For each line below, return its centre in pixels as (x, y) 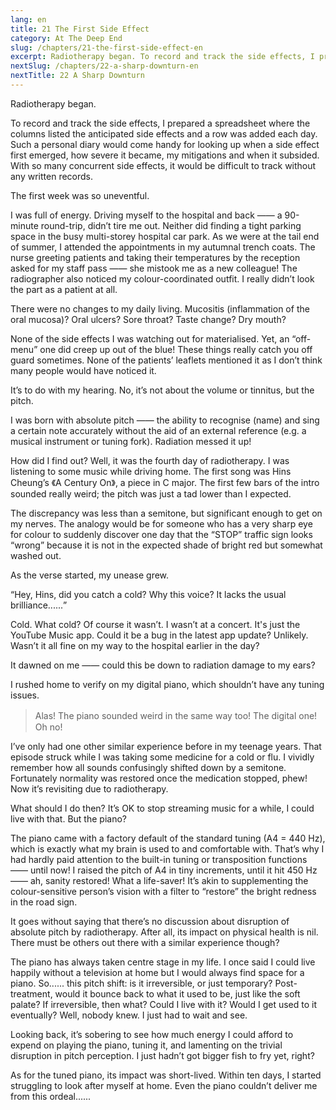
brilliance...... (37, 605)
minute (24, 225)
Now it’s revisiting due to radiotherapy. (89, 788)
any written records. (52, 176)
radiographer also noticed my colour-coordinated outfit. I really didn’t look (162, 278)
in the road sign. (44, 902)
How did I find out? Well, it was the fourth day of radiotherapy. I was (150, 460)
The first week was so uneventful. (80, 195)
